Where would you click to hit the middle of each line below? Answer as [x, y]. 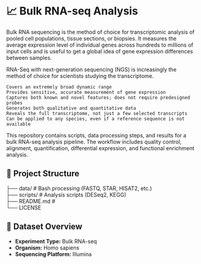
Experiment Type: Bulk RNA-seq [56, 241]
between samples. [29, 58]
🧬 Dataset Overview [44, 227]
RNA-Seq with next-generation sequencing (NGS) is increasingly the [91, 69]
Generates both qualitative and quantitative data [71, 108]
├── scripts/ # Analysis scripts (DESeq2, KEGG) [66, 194]
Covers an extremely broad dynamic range [59, 87]
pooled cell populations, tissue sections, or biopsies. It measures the [91, 38]
